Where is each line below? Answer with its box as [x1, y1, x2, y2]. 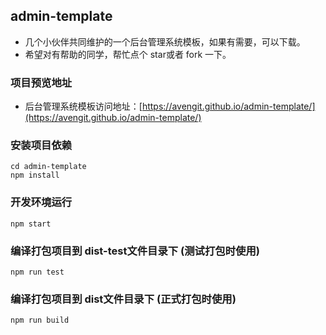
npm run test [10, 267, 65, 277]
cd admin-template [10, 162, 87, 172]
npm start [10, 219, 52, 229]
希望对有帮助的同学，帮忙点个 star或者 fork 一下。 [24, 48, 232, 60]
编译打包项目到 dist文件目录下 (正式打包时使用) [10, 292, 237, 306]
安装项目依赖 [10, 139, 73, 153]
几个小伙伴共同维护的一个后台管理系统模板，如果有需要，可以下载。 [24, 35, 306, 48]
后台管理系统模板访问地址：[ [24, 100, 143, 113]
